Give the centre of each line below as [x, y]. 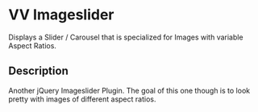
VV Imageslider [61, 15]
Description [38, 71]
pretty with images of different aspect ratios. [82, 99]
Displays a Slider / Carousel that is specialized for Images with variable [126, 37]
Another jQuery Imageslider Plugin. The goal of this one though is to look [129, 90]
